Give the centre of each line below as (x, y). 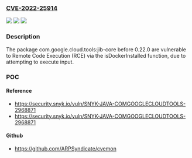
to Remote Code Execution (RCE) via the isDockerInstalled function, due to (96, 55)
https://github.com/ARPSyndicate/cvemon (66, 148)
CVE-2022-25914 (32, 8)
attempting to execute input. (40, 62)
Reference (19, 91)
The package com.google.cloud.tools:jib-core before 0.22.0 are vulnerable (96, 49)
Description (23, 37)
